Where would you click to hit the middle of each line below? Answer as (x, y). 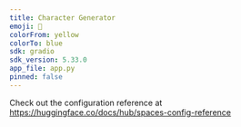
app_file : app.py (42, 69)
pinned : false (36, 77)
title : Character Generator (63, 18)
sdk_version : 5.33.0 (49, 60)
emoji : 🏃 (26, 26)
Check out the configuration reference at (86, 103)
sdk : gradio (32, 52)
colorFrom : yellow (44, 34)
